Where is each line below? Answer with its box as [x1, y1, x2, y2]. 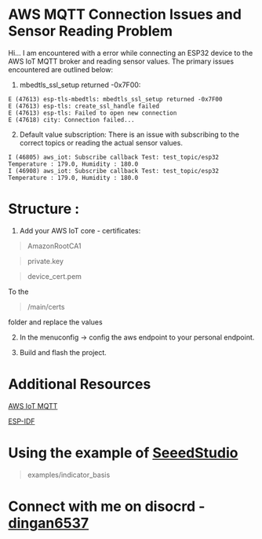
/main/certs [27, 302, 65, 311]
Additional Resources [8, 376, 151, 394]
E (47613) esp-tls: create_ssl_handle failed [8, 102, 159, 110]
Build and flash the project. [19, 347, 107, 357]
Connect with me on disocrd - [8, 497, 206, 515]
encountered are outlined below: [8, 64, 114, 74]
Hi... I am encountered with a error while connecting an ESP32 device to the [8, 48, 253, 57]
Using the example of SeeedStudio [8, 444, 238, 461]
